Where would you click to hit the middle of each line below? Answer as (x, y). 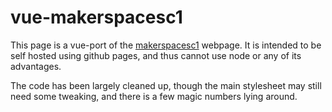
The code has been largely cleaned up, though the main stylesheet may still (166, 85)
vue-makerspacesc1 (96, 17)
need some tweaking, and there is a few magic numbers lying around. (154, 96)
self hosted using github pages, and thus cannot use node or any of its (156, 55)
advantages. (36, 66)
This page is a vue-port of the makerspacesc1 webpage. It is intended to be (166, 45)
